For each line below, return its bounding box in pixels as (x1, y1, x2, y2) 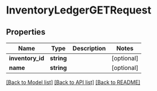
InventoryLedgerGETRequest (6, 4, 152, 17)
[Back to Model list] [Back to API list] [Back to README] (6, 79, 141, 86)
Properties (6, 27, 46, 37)
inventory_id (9, 54, 45, 62)
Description (72, 45, 107, 52)
